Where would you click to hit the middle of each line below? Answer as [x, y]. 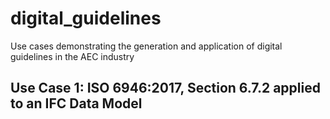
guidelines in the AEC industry [72, 56]
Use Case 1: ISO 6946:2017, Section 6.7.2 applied [165, 88]
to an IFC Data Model [76, 103]
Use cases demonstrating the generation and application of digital [146, 46]
